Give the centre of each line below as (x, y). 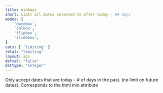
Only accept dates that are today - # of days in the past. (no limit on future (82, 80)
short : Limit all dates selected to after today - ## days (68, 14)
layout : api (17, 56)
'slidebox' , (26, 38)
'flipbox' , (25, 33)
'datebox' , (25, 24)
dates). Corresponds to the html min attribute (52, 85)
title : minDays (21, 10)
